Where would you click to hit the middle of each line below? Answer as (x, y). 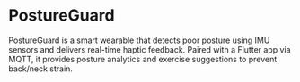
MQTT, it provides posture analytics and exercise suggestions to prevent (143, 59)
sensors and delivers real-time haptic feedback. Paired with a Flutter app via (150, 49)
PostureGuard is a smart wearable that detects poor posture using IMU (139, 40)
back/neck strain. (41, 69)
